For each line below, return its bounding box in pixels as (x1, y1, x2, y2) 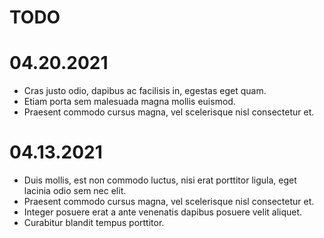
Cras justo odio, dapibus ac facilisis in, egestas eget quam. (23, 85, 267, 97)
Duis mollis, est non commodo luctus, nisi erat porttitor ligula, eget (23, 174, 297, 186)
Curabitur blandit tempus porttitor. (23, 217, 165, 229)
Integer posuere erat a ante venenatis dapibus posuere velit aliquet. (23, 206, 303, 218)
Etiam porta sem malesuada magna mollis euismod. (23, 96, 236, 108)
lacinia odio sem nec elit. (23, 185, 127, 197)
